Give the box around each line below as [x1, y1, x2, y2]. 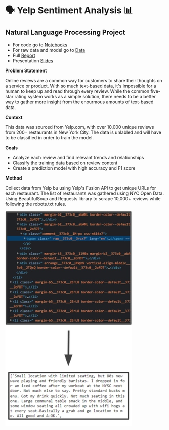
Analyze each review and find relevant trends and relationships [12, 155, 144, 160]
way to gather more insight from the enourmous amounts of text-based [5, 99, 154, 105]
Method [5, 175, 22, 181]
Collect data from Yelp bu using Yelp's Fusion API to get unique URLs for [5, 185, 156, 191]
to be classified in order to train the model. [5, 135, 94, 140]
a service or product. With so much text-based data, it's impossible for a [5, 83, 156, 89]
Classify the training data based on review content [12, 160, 118, 166]
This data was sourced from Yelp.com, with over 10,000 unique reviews [5, 124, 154, 130]
